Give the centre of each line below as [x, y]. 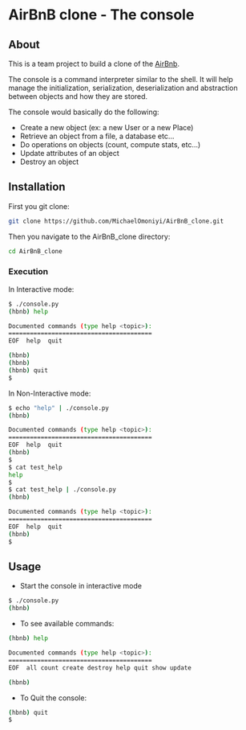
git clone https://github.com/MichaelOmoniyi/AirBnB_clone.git [116, 221]
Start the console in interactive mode [81, 586]
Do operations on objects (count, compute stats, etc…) [110, 145]
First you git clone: [39, 206]
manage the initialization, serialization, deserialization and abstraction [123, 88]
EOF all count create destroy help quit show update [100, 668]
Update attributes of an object [70, 153]
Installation [37, 187]
